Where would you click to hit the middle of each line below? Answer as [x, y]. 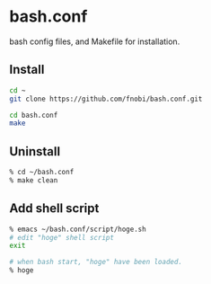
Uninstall [35, 151]
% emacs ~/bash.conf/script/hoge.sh [78, 229]
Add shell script [54, 209]
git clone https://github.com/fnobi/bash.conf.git [106, 99]
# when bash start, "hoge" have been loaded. [96, 262]
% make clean [34, 180]
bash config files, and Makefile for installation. [95, 41]
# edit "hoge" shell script [62, 237]
